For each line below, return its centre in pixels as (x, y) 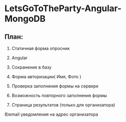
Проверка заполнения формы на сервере (55, 86)
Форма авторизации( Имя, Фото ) (46, 77)
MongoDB (25, 19)
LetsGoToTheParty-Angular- (63, 9)
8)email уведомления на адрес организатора (51, 114)
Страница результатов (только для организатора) (63, 105)
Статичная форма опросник (41, 48)
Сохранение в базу (31, 67)
